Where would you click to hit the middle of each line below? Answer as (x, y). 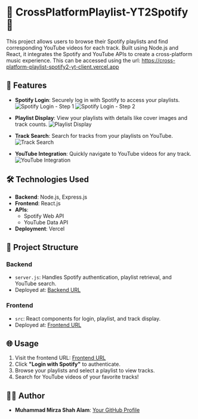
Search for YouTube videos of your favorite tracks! (77, 377)
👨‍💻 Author (26, 395)
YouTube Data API (46, 222)
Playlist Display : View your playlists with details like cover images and (101, 118)
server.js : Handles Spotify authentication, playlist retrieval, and (93, 278)
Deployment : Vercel (40, 229)
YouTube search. (35, 284)
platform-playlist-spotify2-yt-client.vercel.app (63, 67)
